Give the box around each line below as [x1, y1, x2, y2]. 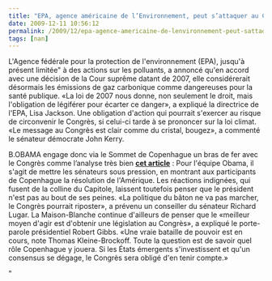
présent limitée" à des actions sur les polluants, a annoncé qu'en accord [8, 66, 249, 75]
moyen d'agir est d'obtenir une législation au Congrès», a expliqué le [8, 219, 238, 228]
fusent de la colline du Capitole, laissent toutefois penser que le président [8, 184, 254, 194]
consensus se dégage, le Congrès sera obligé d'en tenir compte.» [8, 253, 228, 263]
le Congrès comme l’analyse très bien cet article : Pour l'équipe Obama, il [8, 159, 254, 168]
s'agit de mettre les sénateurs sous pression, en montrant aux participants [8, 167, 257, 177]
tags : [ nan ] [8, 34, 49, 43]
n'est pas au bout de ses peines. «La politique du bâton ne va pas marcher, [8, 193, 259, 202]
